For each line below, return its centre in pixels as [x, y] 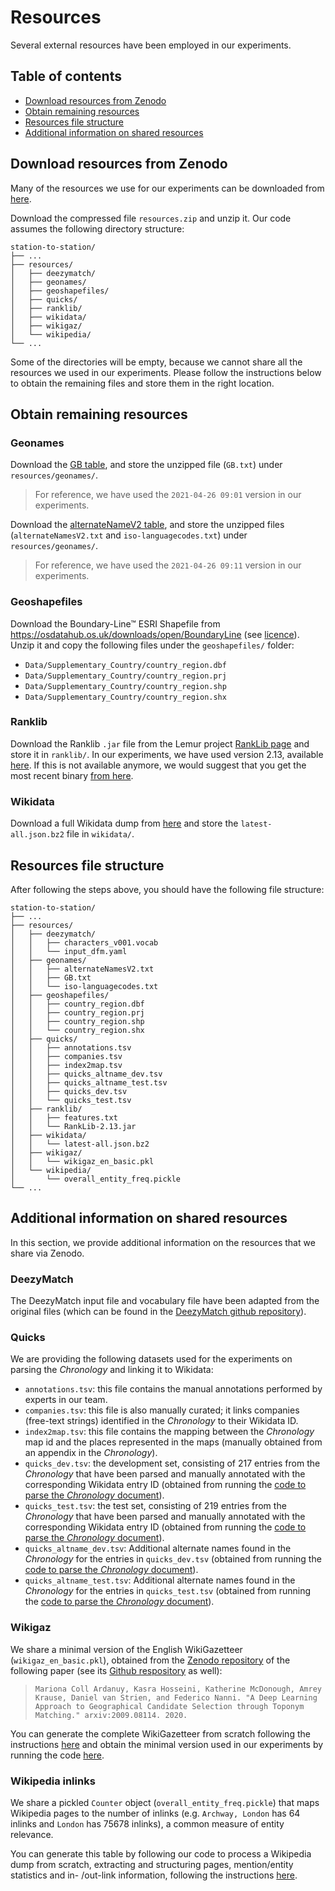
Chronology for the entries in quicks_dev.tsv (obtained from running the [173, 1559]
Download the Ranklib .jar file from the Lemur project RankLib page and [160, 743]
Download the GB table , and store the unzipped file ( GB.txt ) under [146, 465]
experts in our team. [66, 1400]
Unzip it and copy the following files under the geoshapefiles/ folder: [152, 645]
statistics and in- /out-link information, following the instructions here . [154, 1875]
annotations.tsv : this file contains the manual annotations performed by [173, 1389]
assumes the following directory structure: [97, 228]
